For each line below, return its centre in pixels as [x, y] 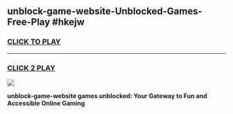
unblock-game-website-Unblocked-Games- [105, 11]
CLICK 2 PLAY [31, 68]
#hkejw [68, 22]
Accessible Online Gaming [46, 103]
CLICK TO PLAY [34, 42]
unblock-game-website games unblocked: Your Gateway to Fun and [107, 95]
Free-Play [29, 22]
